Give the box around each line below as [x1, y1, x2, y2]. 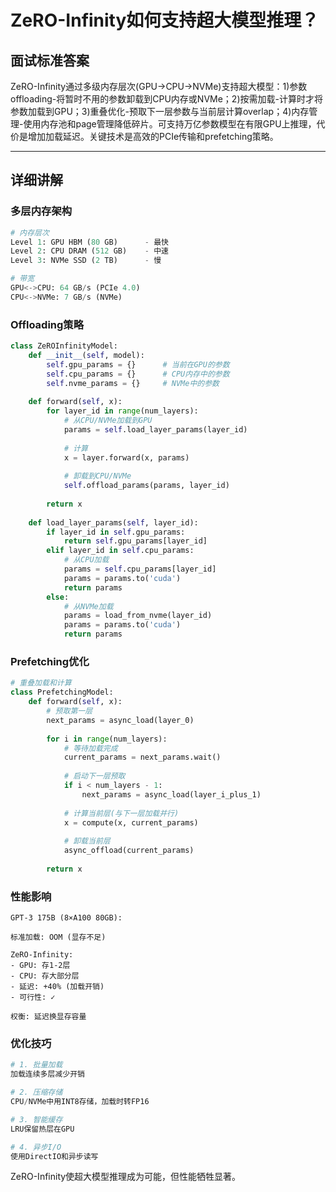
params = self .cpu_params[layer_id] [63, 564, 217, 575]
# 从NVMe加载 [63, 601, 114, 611]
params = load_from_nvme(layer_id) [63, 611, 213, 621]
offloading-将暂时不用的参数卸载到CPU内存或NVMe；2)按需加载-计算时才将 [10, 93, 323, 105]
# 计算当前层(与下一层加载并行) [63, 808, 180, 818]
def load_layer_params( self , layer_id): [28, 517, 199, 528]
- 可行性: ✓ [10, 992, 56, 1003]
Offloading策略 [10, 317, 85, 331]
